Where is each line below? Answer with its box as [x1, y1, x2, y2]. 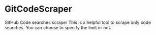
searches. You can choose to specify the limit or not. [4, 24, 112, 30]
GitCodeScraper [4, 3, 72, 15]
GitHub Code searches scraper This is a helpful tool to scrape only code [4, 19, 151, 25]
